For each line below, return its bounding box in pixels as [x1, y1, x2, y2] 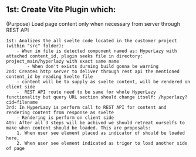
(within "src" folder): [6, 43, 65, 49]
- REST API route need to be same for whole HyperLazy [16, 89, 157, 95]
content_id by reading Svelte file [6, 73, 93, 80]
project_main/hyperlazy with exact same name [6, 58, 119, 64]
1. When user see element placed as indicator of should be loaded [16, 130, 185, 136]
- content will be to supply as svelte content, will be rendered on [16, 78, 191, 84]
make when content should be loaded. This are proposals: [6, 125, 151, 131]
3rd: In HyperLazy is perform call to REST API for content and [6, 104, 167, 110]
